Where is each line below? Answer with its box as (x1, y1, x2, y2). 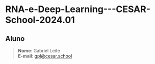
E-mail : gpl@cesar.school (17, 53, 72, 59)
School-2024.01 (5, 14, 75, 26)
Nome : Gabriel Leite (17, 48, 60, 53)
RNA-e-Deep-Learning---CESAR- (5, 4, 150, 15)
